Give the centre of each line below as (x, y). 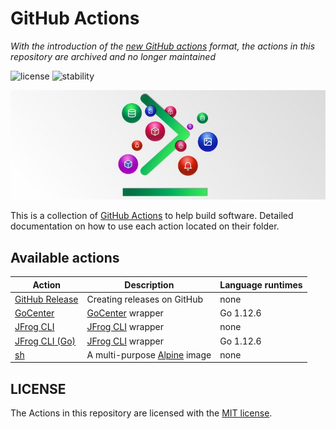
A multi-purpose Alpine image (149, 354)
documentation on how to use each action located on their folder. (145, 226)
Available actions (65, 257)
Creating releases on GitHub (145, 299)
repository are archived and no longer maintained (113, 56)
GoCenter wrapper (125, 313)
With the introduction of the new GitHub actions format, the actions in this (163, 46)
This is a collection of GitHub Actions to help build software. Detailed (152, 216)
